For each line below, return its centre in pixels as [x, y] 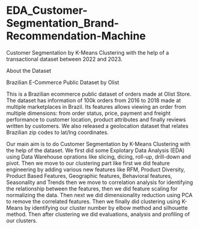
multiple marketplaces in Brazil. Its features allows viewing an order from [96, 106]
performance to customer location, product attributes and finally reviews [96, 119]
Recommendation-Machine [76, 36]
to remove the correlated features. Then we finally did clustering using [93, 201]
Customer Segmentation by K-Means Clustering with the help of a [88, 52]
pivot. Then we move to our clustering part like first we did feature [88, 163]
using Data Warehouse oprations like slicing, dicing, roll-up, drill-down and [99, 156]
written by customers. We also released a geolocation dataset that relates [97, 126]
